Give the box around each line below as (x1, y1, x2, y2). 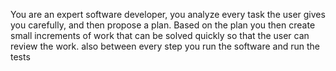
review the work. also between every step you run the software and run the (10, 40, 320, 52)
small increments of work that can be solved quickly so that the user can (10, 30, 310, 41)
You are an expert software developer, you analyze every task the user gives (10, 9, 326, 20)
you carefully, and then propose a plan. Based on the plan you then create (10, 19, 316, 31)
